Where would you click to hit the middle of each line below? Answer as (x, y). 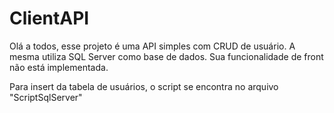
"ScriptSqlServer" (46, 97)
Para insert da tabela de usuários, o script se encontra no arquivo (144, 86)
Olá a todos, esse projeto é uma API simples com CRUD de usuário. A (152, 46)
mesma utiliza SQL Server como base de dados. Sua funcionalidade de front (166, 56)
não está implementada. (59, 67)
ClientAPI (49, 18)
